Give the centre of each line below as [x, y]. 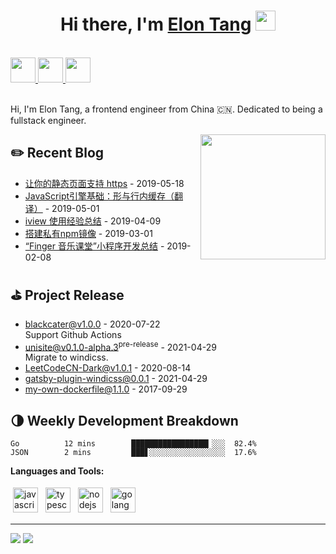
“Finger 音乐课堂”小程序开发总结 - [94, 246]
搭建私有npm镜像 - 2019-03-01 [88, 233]
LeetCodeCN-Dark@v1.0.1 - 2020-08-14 [108, 368]
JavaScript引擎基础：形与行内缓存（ [99, 196]
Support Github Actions [73, 334]
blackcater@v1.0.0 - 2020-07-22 [92, 324]
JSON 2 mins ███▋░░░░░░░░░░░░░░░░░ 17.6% [133, 453]
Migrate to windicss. [66, 357]
